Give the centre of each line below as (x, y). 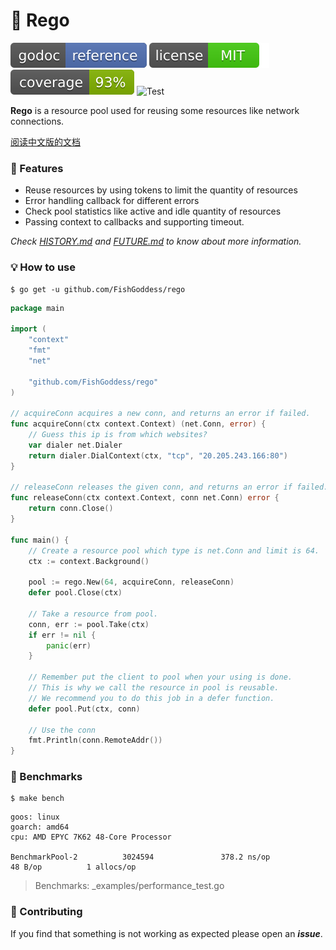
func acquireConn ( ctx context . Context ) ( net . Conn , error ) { (138, 424)
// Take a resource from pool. (93, 614)
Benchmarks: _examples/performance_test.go (129, 886)
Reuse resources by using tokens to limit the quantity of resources (161, 190)
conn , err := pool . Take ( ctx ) (89, 624)
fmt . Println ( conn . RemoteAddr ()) (95, 740)
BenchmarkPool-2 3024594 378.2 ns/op (140, 857)
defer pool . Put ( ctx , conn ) (84, 709)
